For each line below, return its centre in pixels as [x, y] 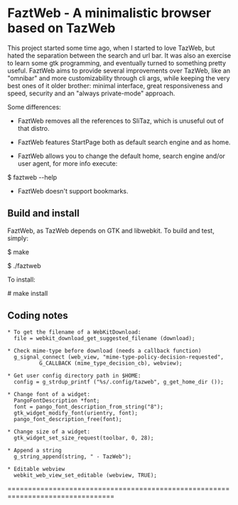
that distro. [33, 128]
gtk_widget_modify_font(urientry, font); [76, 413]
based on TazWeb [61, 28]
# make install [28, 293]
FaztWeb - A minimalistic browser [109, 13]
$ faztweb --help [32, 177]
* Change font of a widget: [49, 394]
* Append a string [34, 450]
